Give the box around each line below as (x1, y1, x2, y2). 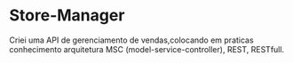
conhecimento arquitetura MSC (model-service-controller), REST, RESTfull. (9, 43, 285, 54)
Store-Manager (9, 5, 125, 26)
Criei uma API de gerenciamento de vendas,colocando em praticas (9, 35, 255, 45)
